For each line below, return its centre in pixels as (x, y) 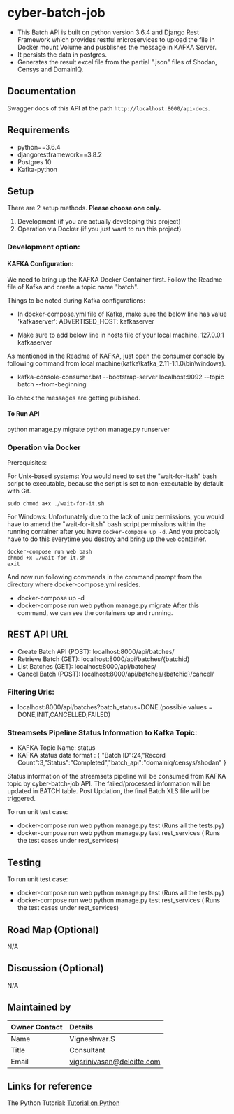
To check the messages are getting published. (74, 398)
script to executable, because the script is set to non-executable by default (115, 483)
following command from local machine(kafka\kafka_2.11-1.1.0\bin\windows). (117, 363)
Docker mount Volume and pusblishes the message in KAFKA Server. (117, 47)
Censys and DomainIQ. (50, 69)
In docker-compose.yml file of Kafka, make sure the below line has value (122, 314)
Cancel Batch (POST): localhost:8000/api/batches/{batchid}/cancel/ (116, 674)
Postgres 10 (34, 161)
